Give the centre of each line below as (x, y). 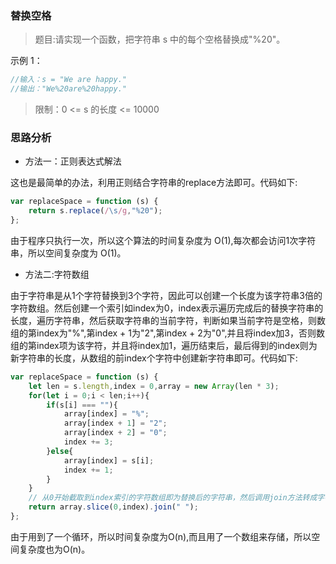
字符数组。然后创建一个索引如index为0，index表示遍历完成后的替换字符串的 (167, 308)
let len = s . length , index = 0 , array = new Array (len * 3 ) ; (154, 386)
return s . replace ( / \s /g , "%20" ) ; (95, 211)
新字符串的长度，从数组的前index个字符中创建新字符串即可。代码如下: (154, 358)
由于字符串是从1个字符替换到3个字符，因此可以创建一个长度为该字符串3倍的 (166, 295)
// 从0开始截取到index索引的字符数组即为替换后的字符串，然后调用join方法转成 (173, 498)
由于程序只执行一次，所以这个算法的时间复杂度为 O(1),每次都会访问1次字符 (163, 240)
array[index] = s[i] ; (109, 460)
